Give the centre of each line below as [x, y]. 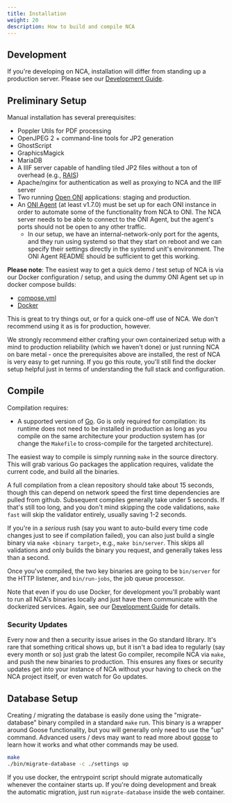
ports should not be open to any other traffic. [82, 227]
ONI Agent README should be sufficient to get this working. [114, 256]
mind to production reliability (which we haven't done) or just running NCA [114, 347]
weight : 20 [23, 20]
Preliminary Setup [47, 100]
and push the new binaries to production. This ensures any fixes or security [115, 662]
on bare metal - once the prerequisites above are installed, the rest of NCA [114, 354]
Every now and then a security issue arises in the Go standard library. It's [112, 640]
